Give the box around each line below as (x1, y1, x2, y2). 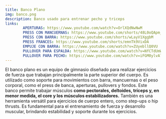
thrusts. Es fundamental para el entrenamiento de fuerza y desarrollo (5, 103, 146, 109)
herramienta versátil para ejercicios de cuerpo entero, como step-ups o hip (5, 98, 158, 104)
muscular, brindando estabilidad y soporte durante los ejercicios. (5, 109, 137, 115)
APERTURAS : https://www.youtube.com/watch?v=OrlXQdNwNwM (23, 26, 142, 31)
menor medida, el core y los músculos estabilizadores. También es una (5, 93, 153, 99)
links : (5, 21, 19, 26)
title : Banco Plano (5, 7, 45, 12)
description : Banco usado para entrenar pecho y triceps (5, 16, 125, 21)
